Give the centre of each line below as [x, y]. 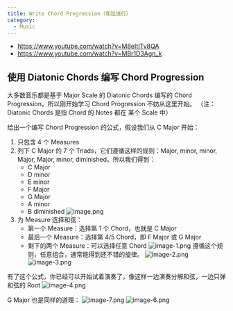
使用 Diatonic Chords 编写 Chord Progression [106, 77]
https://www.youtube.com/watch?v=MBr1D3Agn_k [89, 53]
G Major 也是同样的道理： [44, 300]
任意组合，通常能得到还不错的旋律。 [92, 255]
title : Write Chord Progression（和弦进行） [69, 14]
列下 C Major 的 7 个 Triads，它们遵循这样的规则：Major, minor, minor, [117, 151]
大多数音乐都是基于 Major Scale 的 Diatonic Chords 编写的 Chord [100, 95]
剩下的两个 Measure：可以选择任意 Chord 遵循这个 [122, 246]
